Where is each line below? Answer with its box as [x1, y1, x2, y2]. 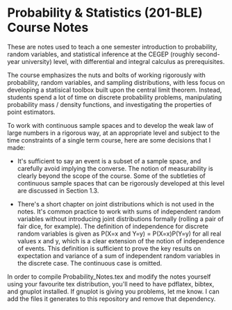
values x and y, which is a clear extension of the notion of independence [17, 236, 225, 245]
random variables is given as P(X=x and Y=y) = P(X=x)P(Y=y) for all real [17, 229, 222, 238]
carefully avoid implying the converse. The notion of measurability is [17, 164, 213, 172]
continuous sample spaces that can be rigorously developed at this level [17, 179, 224, 187]
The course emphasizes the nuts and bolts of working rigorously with [7, 71, 206, 79]
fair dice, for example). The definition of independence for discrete [17, 222, 208, 230]
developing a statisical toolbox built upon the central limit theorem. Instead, [7, 85, 222, 94]
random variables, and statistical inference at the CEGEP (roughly [7, 50, 194, 58]
